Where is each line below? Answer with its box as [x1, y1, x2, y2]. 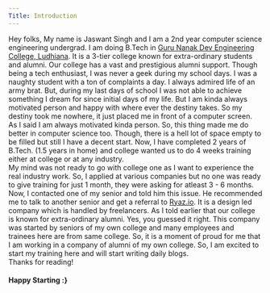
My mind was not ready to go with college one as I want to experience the [8, 162, 254, 172]
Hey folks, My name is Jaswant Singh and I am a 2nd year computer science [8, 34, 263, 44]
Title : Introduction [8, 11, 78, 20]
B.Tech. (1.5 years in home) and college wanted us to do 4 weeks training [8, 145, 251, 155]
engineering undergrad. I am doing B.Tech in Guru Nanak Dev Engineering [8, 42, 255, 52]
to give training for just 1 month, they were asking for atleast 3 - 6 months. [8, 179, 254, 190]
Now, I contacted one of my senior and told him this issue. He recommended [8, 188, 263, 198]
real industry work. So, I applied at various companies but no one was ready [8, 171, 261, 181]
